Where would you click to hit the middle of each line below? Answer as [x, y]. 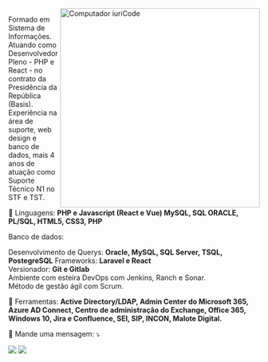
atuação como [32, 172]
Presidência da [33, 87]
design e [23, 138]
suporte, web [30, 130]
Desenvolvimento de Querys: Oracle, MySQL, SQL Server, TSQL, [116, 252]
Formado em [29, 20]
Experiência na [33, 112]
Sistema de [27, 28]
